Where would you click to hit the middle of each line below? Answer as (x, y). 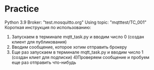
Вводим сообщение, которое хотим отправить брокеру (69, 47)
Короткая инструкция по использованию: (48, 27)
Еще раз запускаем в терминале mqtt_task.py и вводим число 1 (77, 52)
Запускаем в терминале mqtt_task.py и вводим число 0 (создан (78, 37)
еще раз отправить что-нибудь (44, 62)
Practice (22, 9)
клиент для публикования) (39, 42)
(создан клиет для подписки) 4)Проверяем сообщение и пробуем (80, 57)
